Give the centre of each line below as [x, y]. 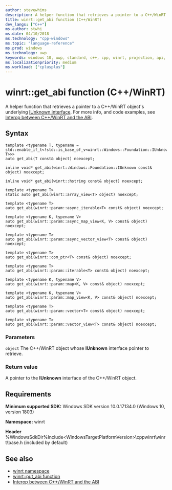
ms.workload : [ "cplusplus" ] [35, 67]
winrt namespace [31, 471]
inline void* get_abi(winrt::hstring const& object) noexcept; [74, 181]
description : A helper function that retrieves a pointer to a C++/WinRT [86, 15]
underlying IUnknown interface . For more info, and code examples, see [80, 112]
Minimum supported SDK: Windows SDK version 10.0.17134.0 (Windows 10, [85, 407]
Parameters [20, 337]
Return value [21, 367]
